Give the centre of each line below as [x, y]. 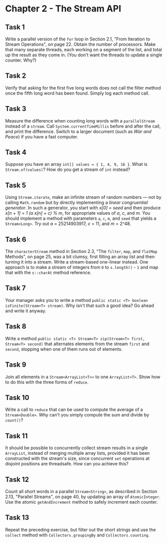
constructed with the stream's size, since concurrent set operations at [77, 458]
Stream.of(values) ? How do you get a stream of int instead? [68, 169]
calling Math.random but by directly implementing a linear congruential [77, 203]
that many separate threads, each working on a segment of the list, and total [83, 50]
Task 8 [16, 327]
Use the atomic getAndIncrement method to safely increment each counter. [82, 502]
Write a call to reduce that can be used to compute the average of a [74, 409]
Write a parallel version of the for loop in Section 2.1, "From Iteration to [78, 39]
